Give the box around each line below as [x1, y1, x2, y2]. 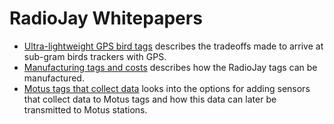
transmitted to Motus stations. [23, 103, 148, 116]
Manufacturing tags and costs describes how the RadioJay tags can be [23, 61, 318, 73]
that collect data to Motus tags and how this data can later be [23, 93, 277, 105]
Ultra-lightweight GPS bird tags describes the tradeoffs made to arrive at [23, 40, 324, 52]
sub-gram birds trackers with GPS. [23, 50, 167, 62]
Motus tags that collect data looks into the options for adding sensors [23, 82, 311, 94]
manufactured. [23, 72, 85, 84]
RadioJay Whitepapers [9, 7, 203, 30]
